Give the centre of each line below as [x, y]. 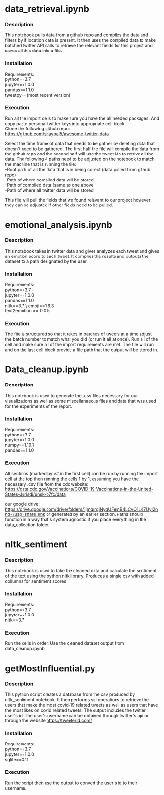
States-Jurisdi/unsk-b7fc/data [35, 494]
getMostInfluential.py [50, 668]
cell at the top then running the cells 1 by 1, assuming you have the [72, 479]
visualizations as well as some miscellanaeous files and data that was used [81, 401]
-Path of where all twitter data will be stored [49, 190]
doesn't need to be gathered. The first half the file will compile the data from [82, 149]
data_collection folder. [27, 525]
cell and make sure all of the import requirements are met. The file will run [80, 345]
